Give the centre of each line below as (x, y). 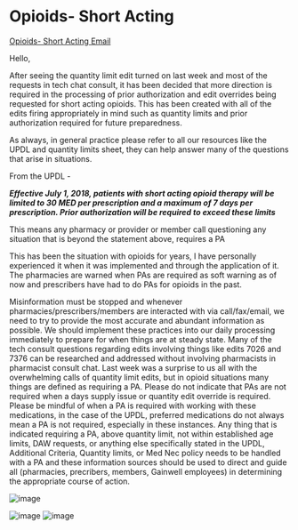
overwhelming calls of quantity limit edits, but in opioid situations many (139, 377)
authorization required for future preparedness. (96, 123)
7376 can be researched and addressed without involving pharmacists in (142, 358)
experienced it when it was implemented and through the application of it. (145, 265)
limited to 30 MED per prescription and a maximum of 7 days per (131, 203)
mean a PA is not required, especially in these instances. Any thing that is (143, 424)
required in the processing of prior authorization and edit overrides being (143, 94)
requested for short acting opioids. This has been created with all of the (141, 103)
